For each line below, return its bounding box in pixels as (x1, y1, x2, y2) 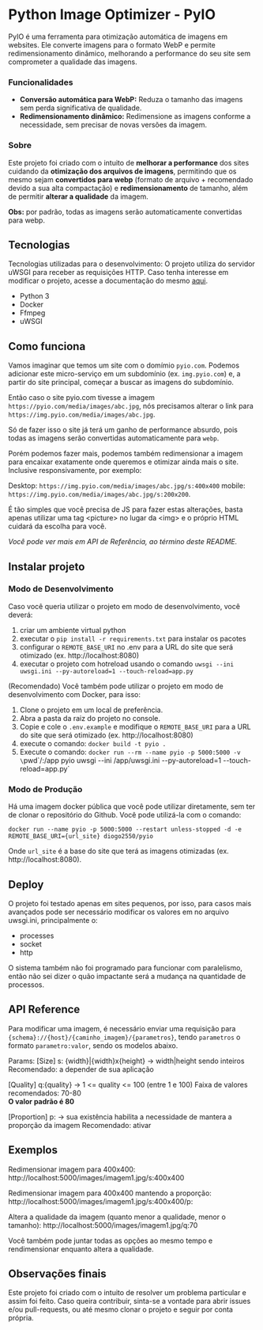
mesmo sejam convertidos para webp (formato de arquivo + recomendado (8, 174, 254, 184)
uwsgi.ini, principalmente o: (8, 915, 98, 924)
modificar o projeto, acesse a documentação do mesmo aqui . (8, 276, 209, 286)
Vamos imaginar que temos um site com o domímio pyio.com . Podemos (8, 360, 239, 370)
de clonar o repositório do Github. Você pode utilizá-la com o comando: (8, 810, 242, 820)
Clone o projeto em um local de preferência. (19, 705, 163, 715)
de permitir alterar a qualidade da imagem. (8, 192, 148, 201)
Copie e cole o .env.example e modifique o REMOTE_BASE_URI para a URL (19, 722, 251, 731)
